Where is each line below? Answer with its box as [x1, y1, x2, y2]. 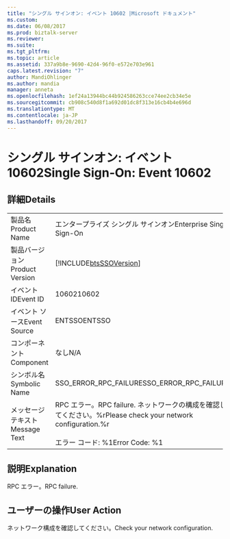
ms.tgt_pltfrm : [7, 49, 51, 55]
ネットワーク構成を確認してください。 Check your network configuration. [7, 524, 214, 532]
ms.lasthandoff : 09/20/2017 [7, 118, 88, 125]
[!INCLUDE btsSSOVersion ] [55, 258, 141, 268]
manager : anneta [7, 86, 53, 93]
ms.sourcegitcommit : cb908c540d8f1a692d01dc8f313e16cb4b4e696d [7, 99, 192, 106]
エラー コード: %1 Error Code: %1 [55, 438, 163, 447]
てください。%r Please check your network [55, 410, 194, 420]
